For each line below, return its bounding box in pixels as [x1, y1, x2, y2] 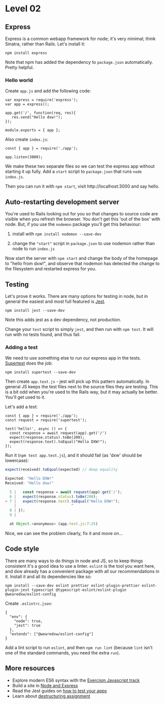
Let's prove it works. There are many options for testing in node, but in [5, 293, 148, 299]
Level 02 [5, 3, 41, 14]
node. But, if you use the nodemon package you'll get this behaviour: [5, 221, 141, 227]
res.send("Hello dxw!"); [11, 115, 63, 120]
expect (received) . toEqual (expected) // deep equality [5, 467, 118, 472]
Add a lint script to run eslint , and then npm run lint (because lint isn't [5, 644, 153, 650]
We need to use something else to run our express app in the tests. [5, 355, 141, 361]
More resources [5, 664, 55, 672]
